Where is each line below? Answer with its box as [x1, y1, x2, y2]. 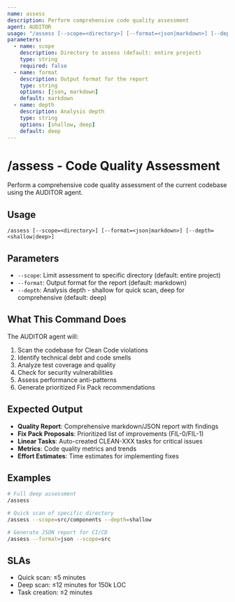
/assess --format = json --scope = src [7, 535, 111, 542]
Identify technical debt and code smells [17, 353, 131, 362]
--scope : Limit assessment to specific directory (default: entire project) [17, 271, 221, 279]
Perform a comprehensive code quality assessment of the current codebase [7, 181, 227, 189]
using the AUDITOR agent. [7, 189, 83, 197]
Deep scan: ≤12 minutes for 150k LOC [17, 581, 127, 589]
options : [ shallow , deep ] [20, 121, 96, 128]
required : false [20, 62, 68, 69]
